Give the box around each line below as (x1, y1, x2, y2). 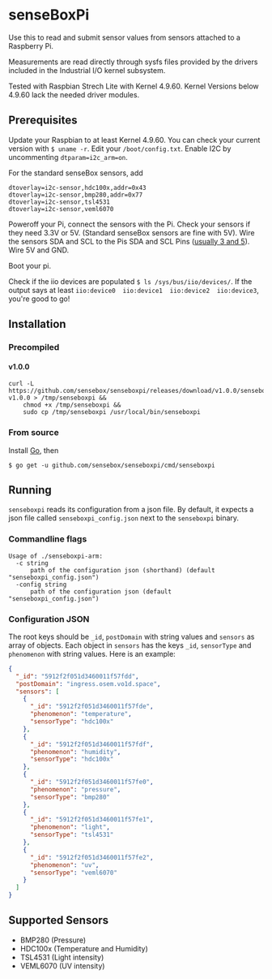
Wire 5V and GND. (8, 245, 70, 255)
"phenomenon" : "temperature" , (29, 710, 132, 718)
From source (8, 427, 59, 438)
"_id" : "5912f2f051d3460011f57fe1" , (29, 816, 154, 824)
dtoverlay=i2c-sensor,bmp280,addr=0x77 (8, 191, 143, 199)
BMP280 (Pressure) (19, 935, 87, 945)
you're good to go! (8, 294, 70, 304)
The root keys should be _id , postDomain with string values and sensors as (8, 632, 255, 641)
